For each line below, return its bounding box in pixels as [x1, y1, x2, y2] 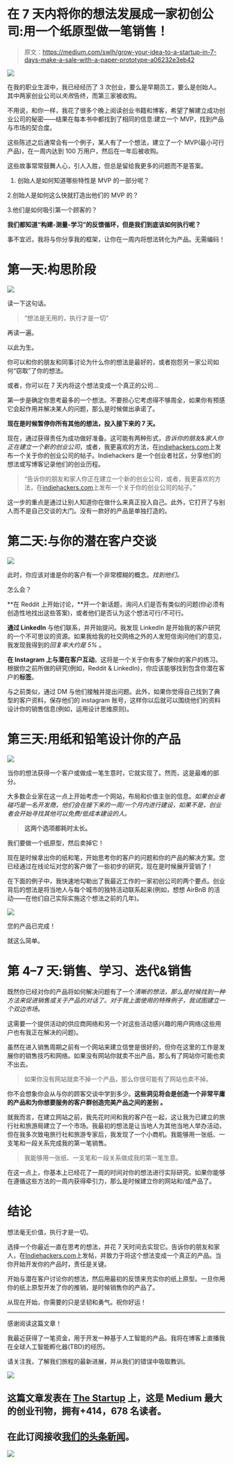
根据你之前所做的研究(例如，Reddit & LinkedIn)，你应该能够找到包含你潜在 [7, 664, 219, 672]
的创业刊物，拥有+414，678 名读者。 [7, 1405, 167, 1417]
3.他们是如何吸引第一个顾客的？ [7, 205, 98, 214]
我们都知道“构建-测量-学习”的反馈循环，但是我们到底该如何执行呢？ [7, 220, 202, 228]
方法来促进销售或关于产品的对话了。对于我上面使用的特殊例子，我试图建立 [7, 996, 219, 1004]
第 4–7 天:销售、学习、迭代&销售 [7, 963, 192, 979]
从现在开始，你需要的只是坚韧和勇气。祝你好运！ [7, 1298, 147, 1306]
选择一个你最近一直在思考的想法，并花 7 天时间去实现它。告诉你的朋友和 [7, 1243, 214, 1251]
